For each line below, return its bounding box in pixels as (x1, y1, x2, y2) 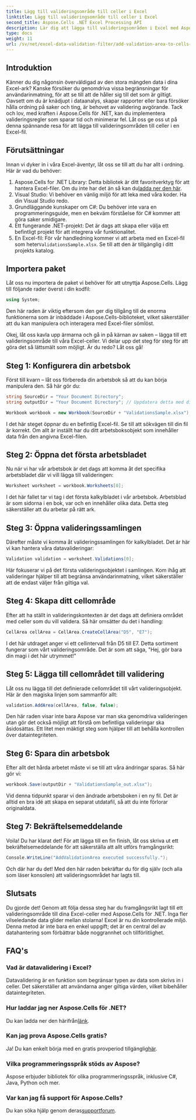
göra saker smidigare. (14, 216, 67, 223)
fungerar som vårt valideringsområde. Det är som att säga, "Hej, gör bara (6, 646, 182, 653)
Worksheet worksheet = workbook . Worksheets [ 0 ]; (6, 483, 124, 489)
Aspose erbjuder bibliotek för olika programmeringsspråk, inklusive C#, (6, 1073, 178, 1080)
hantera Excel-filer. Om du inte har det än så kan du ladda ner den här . (14, 185, 182, 192)
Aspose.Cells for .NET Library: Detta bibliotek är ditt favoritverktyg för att (14, 178, 190, 185)
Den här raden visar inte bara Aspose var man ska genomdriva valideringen (6, 713, 188, 720)
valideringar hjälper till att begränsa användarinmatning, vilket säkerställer (6, 573, 184, 580)
